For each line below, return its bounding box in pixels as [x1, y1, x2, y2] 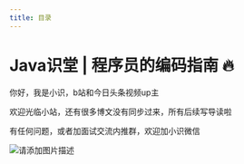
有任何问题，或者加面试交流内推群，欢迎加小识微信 [9, 125, 200, 136]
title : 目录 [9, 13, 52, 23]
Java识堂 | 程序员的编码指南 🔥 [9, 55, 234, 75]
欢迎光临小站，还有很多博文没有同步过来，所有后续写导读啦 [9, 106, 232, 117]
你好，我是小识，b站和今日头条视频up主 [9, 87, 160, 98]
